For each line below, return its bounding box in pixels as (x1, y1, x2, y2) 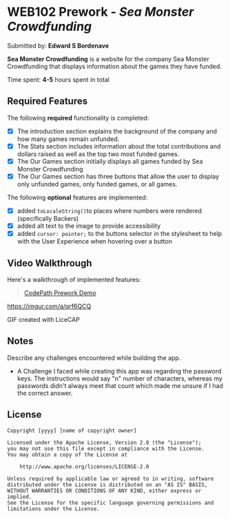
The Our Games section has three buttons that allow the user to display (17, 172, 220, 180)
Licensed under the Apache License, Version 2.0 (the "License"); (7, 439, 202, 446)
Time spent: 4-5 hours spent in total (7, 75, 110, 83)
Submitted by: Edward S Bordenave (7, 41, 109, 50)
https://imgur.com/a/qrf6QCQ (7, 302, 92, 310)
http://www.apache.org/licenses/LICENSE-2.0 (19, 463, 149, 470)
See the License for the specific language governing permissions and (7, 499, 214, 506)
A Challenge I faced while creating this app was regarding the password (17, 367, 222, 375)
